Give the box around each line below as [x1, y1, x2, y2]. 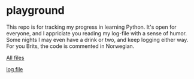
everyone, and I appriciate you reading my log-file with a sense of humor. [6, 29, 187, 37]
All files [6, 54, 25, 61]
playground [6, 4, 65, 17]
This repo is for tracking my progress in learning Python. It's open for [6, 23, 177, 31]
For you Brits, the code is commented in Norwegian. [6, 42, 135, 50]
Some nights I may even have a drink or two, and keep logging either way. [6, 36, 189, 43]
